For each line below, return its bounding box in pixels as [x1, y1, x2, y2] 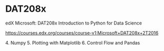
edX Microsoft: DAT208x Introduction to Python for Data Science [5, 20, 142, 26]
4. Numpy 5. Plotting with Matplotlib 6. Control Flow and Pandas [5, 39, 140, 46]
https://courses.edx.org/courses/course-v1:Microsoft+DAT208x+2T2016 [5, 30, 159, 36]
